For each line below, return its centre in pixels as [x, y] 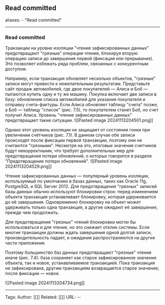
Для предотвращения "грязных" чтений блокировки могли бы [70, 222]
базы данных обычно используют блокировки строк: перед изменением [82, 192]
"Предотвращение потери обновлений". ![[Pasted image [64, 161]
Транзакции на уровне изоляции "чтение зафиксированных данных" [77, 48]
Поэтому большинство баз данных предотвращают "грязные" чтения [78, 252]
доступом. [16, 69]
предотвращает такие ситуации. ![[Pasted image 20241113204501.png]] [79, 121]
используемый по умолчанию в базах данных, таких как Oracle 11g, [76, 181]
